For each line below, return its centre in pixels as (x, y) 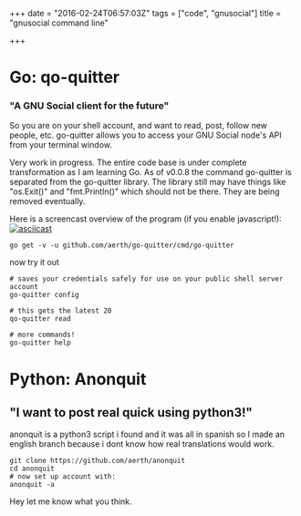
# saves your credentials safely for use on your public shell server (146, 279)
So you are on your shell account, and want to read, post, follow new (138, 126)
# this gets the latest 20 (61, 311)
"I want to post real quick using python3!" (131, 413)
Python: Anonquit (78, 379)
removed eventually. (47, 201)
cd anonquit (32, 469)
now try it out (34, 263)
